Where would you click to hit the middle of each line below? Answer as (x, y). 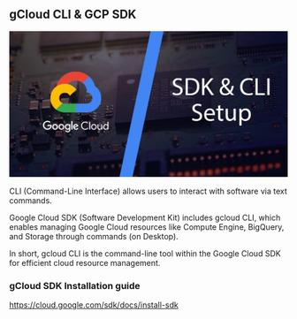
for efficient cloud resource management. (85, 263)
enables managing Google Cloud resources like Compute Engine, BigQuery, (147, 227)
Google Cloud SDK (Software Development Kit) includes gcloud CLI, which (145, 218)
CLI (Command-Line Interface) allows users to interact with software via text (148, 191)
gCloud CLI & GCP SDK (73, 15)
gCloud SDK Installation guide (75, 286)
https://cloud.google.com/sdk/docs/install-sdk (94, 305)
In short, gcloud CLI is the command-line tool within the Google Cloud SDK (145, 254)
